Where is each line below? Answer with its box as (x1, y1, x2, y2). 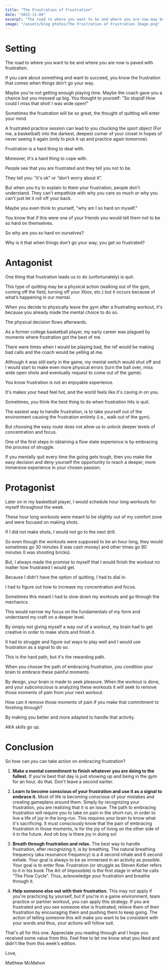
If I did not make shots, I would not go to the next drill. (5, 529, 116, 535)
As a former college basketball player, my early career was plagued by (5, 329, 150, 335)
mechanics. (5, 599, 29, 605)
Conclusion (5, 742, 54, 753)
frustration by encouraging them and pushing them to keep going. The (12, 909, 157, 915)
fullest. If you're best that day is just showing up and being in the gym (12, 773, 157, 779)
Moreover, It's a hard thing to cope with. (5, 155, 87, 161)
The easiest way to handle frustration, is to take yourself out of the (5, 409, 142, 415)
